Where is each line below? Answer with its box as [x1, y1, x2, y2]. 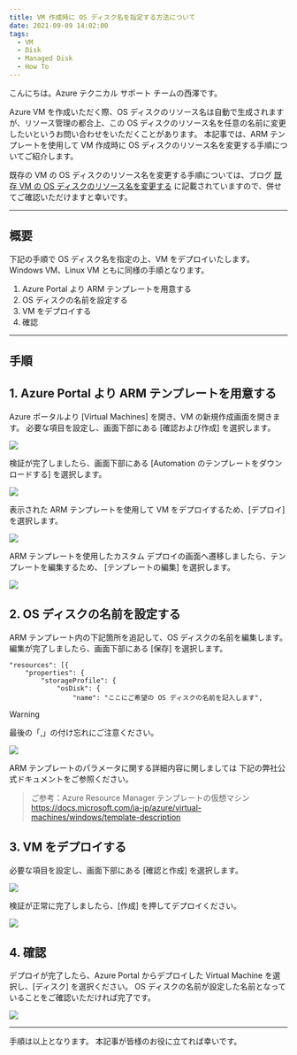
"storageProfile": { [41, 676, 117, 685]
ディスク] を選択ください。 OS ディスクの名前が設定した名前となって [34, 982, 286, 992]
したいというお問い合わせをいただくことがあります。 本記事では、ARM [9, 128, 268, 139]
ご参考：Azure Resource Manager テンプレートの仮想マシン [30, 792, 250, 803]
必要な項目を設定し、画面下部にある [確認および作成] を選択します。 [26, 422, 276, 433]
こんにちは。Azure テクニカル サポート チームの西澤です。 [9, 88, 223, 98]
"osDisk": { [56, 683, 101, 693]
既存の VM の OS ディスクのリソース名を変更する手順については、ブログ [9, 169, 272, 180]
